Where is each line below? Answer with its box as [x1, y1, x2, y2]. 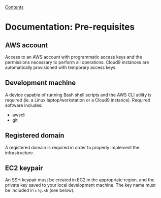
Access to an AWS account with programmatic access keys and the [5, 54, 142, 60]
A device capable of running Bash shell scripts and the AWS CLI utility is [5, 92, 152, 98]
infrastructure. [5, 150, 34, 156]
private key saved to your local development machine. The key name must [5, 182, 156, 188]
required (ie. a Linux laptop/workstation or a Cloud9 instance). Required [5, 97, 151, 103]
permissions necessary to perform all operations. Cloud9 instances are [5, 59, 149, 65]
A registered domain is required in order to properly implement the [5, 144, 140, 150]
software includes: [5, 102, 43, 108]
